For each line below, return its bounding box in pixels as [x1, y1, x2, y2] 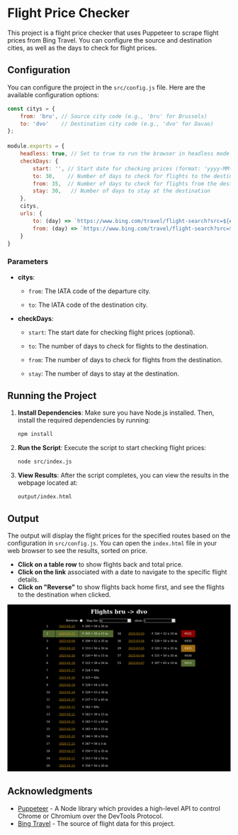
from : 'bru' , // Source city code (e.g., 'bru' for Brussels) [20, 112, 208, 120]
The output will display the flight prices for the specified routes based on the [7, 531, 231, 540]
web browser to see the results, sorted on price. [7, 547, 148, 555]
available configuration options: [7, 90, 99, 99]
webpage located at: [17, 479, 78, 487]
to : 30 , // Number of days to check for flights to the [33, 173, 211, 180]
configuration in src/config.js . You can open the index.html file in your [7, 539, 217, 547]
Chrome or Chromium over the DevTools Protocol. [17, 812, 164, 820]
